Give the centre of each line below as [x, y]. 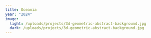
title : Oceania [21, 10]
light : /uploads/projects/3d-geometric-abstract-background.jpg [78, 23]
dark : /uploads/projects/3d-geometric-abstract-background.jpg [77, 28]
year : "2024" [19, 14]
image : [12, 19]
